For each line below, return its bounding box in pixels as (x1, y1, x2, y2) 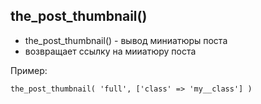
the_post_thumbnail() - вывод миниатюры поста (24, 34, 228, 46)
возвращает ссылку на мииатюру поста (24, 45, 197, 57)
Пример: (10, 64, 48, 76)
